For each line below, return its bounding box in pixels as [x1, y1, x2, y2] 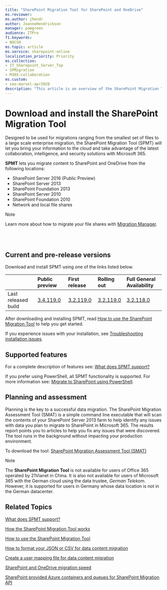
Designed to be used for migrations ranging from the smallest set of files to [5, 135, 159, 141]
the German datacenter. [5, 488, 54, 494]
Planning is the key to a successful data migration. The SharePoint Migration [5, 406, 162, 412]
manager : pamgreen [5, 26, 43, 31]
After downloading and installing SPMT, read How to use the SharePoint [5, 315, 153, 322]
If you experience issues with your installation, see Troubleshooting [5, 330, 143, 337]
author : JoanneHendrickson [5, 21, 61, 26]
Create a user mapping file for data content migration [5, 555, 114, 561]
